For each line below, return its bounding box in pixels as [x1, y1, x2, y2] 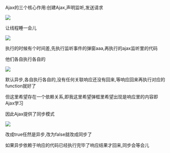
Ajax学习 [5, 100, 24, 106]
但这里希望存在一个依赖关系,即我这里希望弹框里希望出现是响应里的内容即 [5, 94, 159, 99]
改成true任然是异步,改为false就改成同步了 [5, 132, 93, 137]
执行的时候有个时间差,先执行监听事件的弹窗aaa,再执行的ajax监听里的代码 [5, 45, 158, 51]
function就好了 [5, 83, 37, 89]
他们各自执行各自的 [5, 56, 46, 62]
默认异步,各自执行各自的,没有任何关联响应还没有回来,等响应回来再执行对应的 [5, 76, 165, 83]
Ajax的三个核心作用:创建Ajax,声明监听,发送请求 [5, 5, 103, 10]
